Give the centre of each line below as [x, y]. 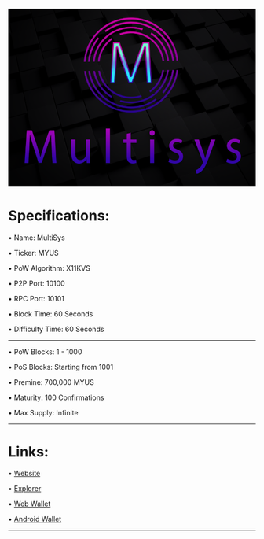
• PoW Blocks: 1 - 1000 [45, 352]
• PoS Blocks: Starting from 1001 [61, 367]
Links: [29, 451]
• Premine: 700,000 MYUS [51, 382]
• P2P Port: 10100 [37, 283]
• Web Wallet [29, 504]
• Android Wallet [35, 519]
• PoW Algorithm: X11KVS [49, 268]
